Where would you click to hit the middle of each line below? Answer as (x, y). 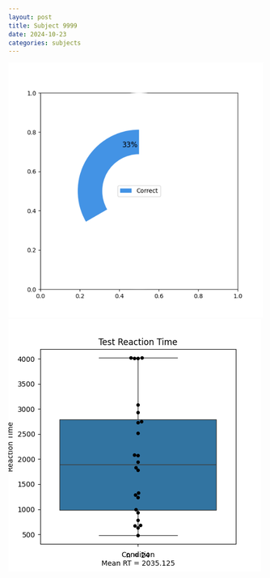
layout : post (30, 17)
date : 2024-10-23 (38, 34)
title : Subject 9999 (43, 25)
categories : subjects (45, 43)
